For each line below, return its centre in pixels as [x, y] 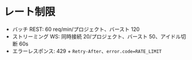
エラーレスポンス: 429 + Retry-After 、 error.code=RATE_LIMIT [87, 51]
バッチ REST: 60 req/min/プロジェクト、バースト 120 [76, 29]
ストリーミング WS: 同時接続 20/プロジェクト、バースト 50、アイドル [97, 36]
